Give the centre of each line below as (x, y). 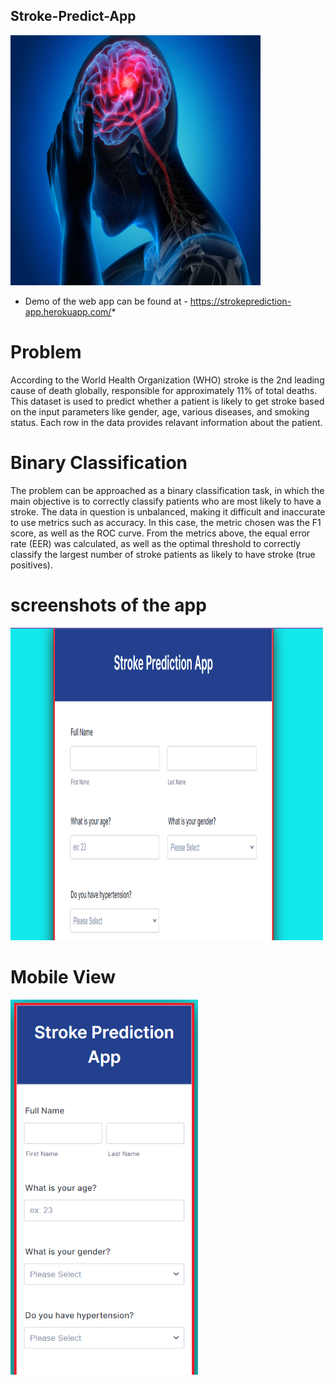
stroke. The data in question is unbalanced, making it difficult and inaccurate (168, 511)
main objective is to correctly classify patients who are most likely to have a (166, 501)
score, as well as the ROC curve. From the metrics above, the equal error (160, 533)
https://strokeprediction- (240, 301)
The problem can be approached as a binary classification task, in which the (167, 490)
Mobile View (63, 976)
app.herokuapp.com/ (68, 311)
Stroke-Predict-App (73, 16)
